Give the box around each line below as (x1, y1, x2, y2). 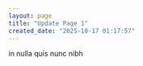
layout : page (8, 11, 53, 20)
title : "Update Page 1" (8, 19, 89, 27)
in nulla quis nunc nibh (8, 49, 83, 59)
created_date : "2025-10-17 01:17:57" (8, 27, 136, 35)
